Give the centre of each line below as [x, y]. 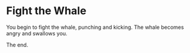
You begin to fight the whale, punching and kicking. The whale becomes [95, 27]
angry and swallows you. [37, 33]
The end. [17, 45]
